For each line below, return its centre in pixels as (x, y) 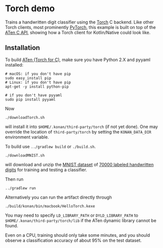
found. (12, 225)
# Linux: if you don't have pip (38, 82)
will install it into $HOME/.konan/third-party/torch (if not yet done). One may (81, 126)
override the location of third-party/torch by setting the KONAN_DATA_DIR (78, 132)
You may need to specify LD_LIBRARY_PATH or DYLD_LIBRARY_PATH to (72, 215)
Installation (23, 48)
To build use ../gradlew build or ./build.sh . (50, 146)
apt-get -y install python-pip (37, 87)
